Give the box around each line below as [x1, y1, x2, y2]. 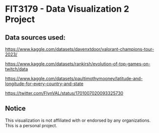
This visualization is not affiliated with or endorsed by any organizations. [5, 117, 151, 123]
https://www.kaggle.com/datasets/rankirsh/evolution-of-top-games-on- [5, 61, 151, 66]
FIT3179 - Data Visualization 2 [5, 3, 130, 15]
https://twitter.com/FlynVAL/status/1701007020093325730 [5, 90, 124, 96]
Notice [5, 104, 26, 113]
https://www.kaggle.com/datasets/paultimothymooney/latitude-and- [5, 76, 143, 81]
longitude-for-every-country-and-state [5, 81, 84, 87]
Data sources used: [5, 33, 66, 42]
